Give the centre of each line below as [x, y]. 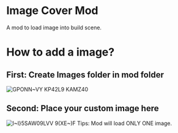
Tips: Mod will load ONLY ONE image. [124, 123]
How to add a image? [61, 52]
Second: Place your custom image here [83, 108]
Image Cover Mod [52, 11]
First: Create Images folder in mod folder [85, 75]
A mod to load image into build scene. [54, 27]
